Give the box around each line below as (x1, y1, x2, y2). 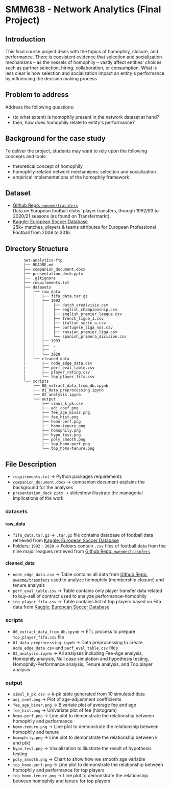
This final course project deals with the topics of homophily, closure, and (5, 49, 158, 54)
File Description (5, 459, 57, 469)
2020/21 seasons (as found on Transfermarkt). (12, 213, 111, 220)
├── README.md (23, 262, 54, 268)
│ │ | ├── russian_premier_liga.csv (23, 330, 117, 335)
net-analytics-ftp (23, 258, 63, 263)
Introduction (5, 35, 46, 43)
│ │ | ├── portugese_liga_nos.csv (23, 325, 113, 331)
